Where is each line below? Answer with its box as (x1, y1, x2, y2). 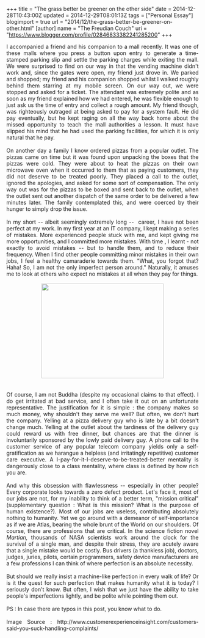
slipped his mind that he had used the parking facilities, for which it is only (6, 128, 199, 134)
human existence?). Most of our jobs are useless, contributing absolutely (6, 508, 199, 515)
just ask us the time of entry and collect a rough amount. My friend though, (6, 101, 199, 109)
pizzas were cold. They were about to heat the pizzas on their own (6, 160, 199, 167)
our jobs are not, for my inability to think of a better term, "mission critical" (6, 495, 199, 502)
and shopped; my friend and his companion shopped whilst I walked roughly (6, 76, 199, 82)
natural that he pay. (6, 134, 55, 141)
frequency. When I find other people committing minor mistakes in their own (6, 251, 199, 258)
